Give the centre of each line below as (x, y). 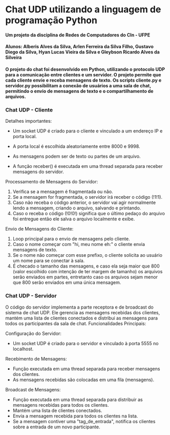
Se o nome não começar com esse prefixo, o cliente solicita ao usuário (88, 255)
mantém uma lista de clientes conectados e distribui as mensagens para (81, 318)
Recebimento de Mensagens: (36, 358)
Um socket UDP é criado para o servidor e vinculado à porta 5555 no (86, 343)
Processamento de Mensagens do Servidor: (52, 182)
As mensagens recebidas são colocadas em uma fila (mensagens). (83, 380)
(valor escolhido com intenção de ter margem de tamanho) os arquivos (88, 272)
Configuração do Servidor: (33, 333)
